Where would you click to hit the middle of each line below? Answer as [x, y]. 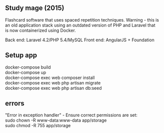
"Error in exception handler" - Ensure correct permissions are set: [71, 115]
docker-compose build [28, 67]
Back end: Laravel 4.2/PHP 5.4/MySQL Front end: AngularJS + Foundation [80, 40]
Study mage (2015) [35, 8]
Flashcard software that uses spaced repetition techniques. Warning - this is [82, 20]
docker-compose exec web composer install [50, 78]
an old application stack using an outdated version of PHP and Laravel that [80, 25]
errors [15, 103]
